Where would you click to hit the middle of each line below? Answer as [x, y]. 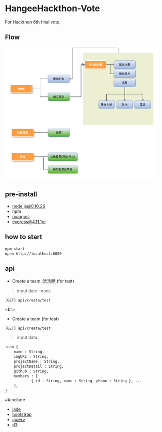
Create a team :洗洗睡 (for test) [43, 281]
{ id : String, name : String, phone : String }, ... [86, 381]
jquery [18, 419]
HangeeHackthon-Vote [53, 9]
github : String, [31, 371]
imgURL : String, [31, 357]
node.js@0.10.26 [29, 206]
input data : [28, 337]
